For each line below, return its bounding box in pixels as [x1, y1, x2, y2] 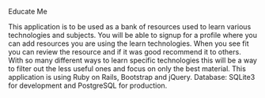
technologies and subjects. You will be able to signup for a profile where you [8, 31, 257, 40]
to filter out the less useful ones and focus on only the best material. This [8, 64, 247, 73]
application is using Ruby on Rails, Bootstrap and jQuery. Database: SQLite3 [8, 73, 256, 81]
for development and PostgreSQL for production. [8, 81, 168, 90]
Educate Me [8, 7, 47, 16]
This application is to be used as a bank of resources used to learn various [8, 22, 252, 31]
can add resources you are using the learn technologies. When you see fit [8, 39, 249, 48]
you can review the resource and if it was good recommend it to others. [8, 47, 241, 56]
